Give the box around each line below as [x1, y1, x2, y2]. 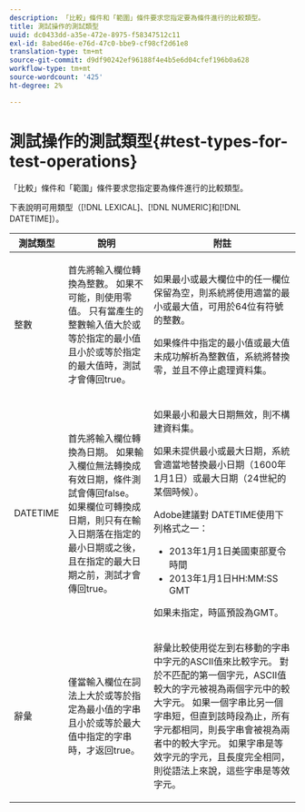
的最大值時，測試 [67, 359, 142, 371]
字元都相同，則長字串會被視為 [153, 723, 281, 736]
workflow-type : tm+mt [9, 65, 92, 74]
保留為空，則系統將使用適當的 [153, 286, 281, 299]
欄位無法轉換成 [76, 459, 142, 472]
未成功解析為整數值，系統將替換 [153, 350, 290, 362]
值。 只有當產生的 [67, 304, 143, 317]
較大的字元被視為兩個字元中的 [153, 682, 281, 695]
